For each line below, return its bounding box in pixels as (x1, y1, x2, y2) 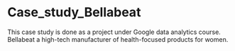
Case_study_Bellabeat (7, 4, 141, 21)
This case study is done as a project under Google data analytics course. (7, 28, 222, 36)
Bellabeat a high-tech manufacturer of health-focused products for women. (7, 35, 229, 43)
